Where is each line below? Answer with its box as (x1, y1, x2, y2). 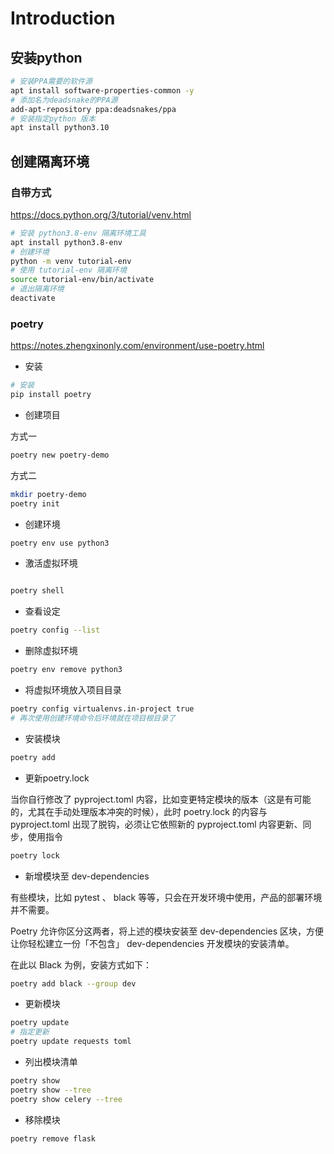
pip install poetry (10, 390, 92, 400)
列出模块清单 (24, 1056, 78, 1068)
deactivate (10, 293, 56, 304)
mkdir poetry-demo (10, 489, 87, 499)
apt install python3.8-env (10, 237, 123, 247)
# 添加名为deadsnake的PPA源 (10, 95, 118, 105)
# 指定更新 (10, 1027, 50, 1037)
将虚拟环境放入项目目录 (24, 684, 122, 696)
